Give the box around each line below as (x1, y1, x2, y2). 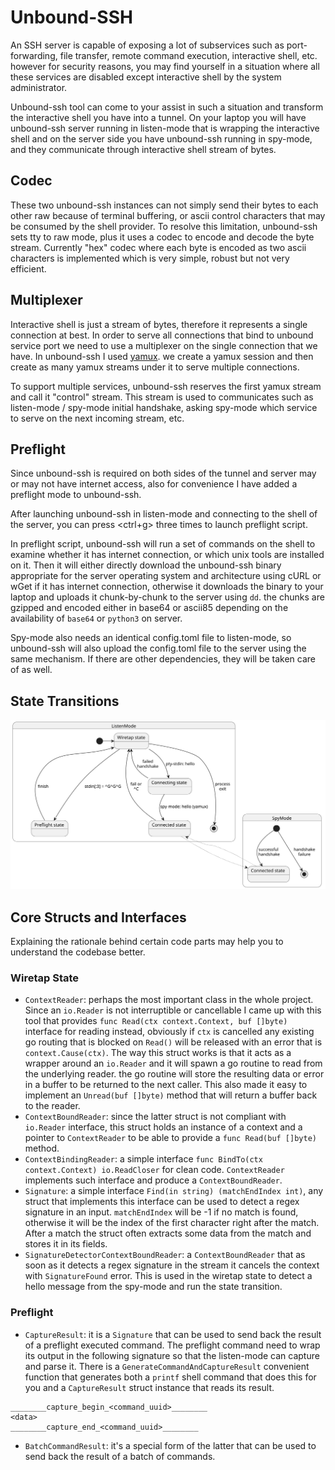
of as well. (10, 664, 53, 676)
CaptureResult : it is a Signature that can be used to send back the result (24, 1328, 322, 1340)
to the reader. (24, 1100, 81, 1112)
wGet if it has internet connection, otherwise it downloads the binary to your (10, 581, 324, 593)
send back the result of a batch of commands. (24, 1450, 216, 1462)
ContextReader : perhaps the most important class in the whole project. (24, 994, 314, 1006)
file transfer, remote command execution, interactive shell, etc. (59, 49, 318, 61)
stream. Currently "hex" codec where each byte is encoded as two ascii (10, 241, 307, 253)
